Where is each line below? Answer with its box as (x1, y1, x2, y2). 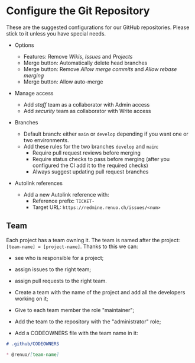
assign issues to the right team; (14, 265, 92, 273)
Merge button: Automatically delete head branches (23, 59, 148, 66)
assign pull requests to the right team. (14, 277, 108, 284)
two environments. (23, 136, 69, 143)
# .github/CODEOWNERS (6, 340, 60, 347)
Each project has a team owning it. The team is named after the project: (6, 236, 180, 243)
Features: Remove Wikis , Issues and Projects (23, 53, 133, 60)
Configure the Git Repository (6, 4, 150, 18)
